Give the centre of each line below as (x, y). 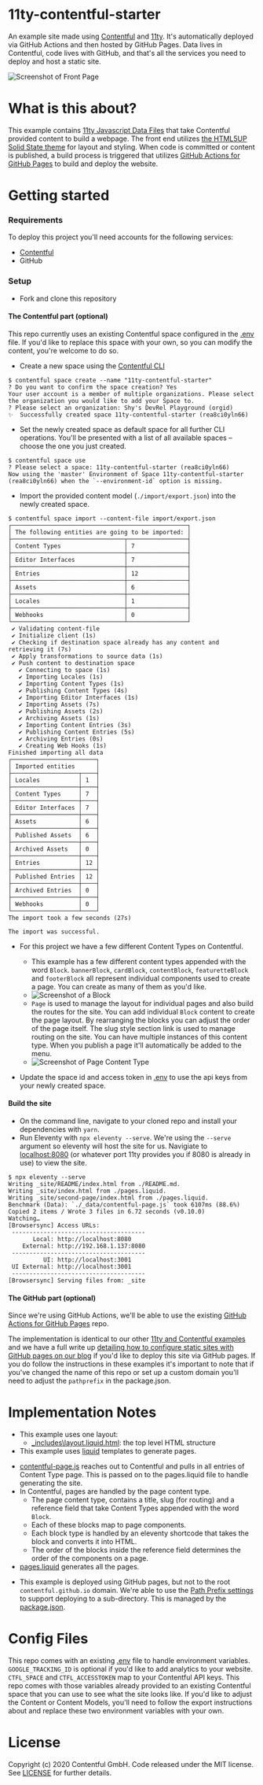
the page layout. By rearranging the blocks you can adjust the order (141, 1020)
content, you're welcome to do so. (64, 350)
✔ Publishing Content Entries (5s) (77, 732)
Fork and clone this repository (68, 298)
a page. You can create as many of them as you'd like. (119, 986)
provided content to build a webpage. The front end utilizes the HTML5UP (128, 139)
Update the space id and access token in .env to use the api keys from (133, 1077)
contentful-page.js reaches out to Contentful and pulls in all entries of (132, 1466)
